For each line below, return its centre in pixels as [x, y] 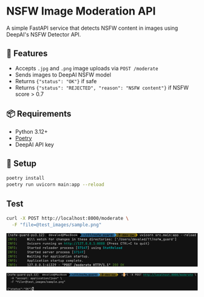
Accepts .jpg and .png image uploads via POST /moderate [87, 68]
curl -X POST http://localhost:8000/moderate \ [68, 218]
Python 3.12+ [31, 131]
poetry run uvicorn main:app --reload [55, 185]
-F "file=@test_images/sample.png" [57, 225]
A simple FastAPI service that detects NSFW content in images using [92, 28]
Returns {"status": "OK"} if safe [56, 81]
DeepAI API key [35, 145]
